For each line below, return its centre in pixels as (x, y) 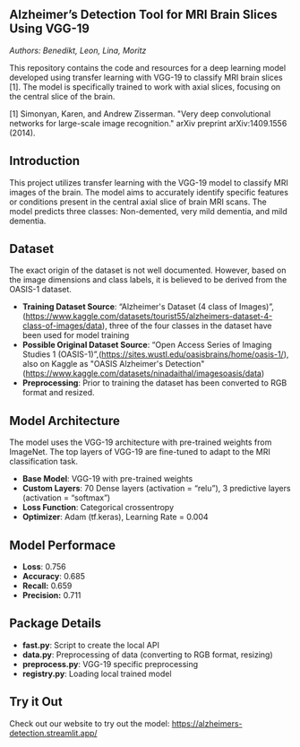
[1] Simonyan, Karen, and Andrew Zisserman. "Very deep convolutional (140, 113)
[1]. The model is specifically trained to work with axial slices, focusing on (145, 87)
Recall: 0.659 (47, 586)
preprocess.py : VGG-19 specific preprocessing (110, 664)
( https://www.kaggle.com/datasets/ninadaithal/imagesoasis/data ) (143, 373)
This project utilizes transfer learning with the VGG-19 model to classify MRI (149, 182)
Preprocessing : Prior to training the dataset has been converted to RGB (154, 383)
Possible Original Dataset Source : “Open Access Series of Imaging (147, 345)
